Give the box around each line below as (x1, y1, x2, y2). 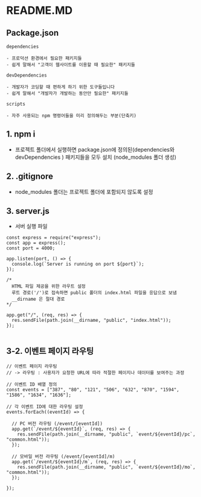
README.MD (6, 4, 73, 18)
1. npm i (6, 129, 36, 139)
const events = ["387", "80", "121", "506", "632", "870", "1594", (6, 387, 180, 393)
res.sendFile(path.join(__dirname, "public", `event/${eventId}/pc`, (17, 431, 196, 438)
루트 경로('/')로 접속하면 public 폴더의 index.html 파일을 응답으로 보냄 (11, 290, 177, 296)
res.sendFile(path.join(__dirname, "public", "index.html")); (11, 318, 171, 324)
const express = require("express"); (6, 235, 101, 241)
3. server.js (6, 206, 50, 216)
